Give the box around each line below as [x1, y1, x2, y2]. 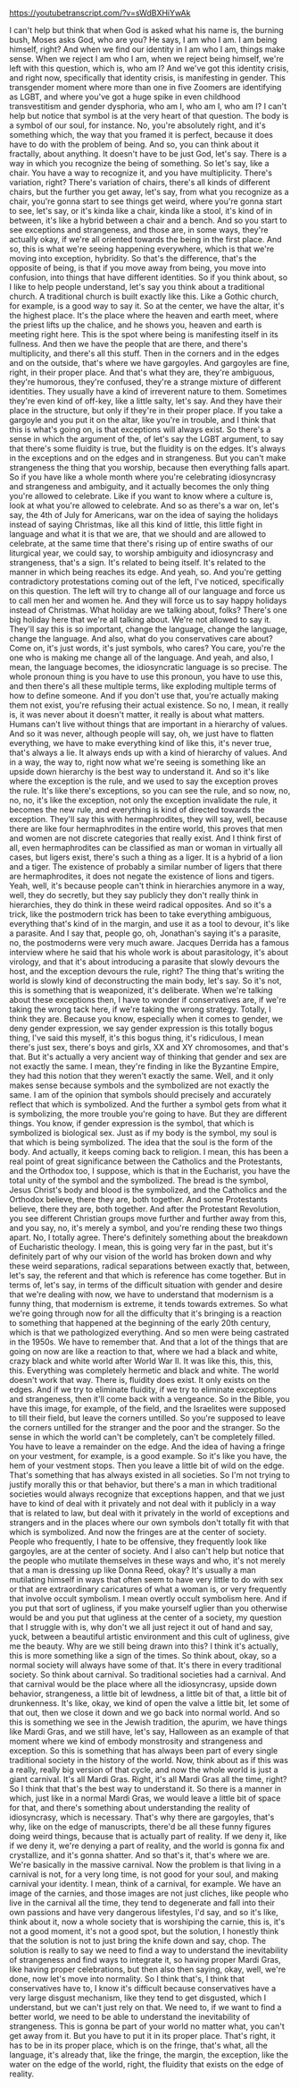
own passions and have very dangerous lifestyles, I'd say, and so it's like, [9, 1907, 278, 1917]
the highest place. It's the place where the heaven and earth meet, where [9, 310, 278, 320]
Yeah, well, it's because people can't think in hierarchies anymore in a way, [9, 880, 286, 891]
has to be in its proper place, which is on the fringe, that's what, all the [9, 2040, 268, 2050]
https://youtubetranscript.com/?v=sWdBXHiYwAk [9, 8, 191, 18]
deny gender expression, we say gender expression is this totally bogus [9, 1023, 274, 1033]
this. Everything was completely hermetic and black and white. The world [9, 1365, 279, 1376]
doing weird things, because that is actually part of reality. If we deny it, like [9, 1831, 287, 1841]
